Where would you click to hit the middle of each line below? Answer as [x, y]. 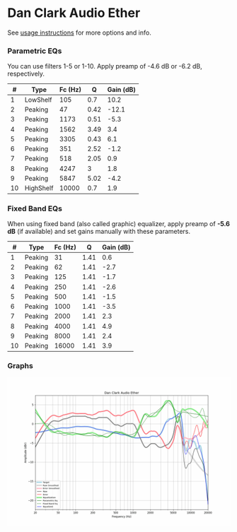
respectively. [26, 74]
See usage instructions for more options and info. [80, 32]
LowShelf [38, 100]
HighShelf [39, 188]
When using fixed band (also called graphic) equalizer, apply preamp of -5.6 [118, 224]
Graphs [20, 366]
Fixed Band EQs [35, 208]
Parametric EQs [35, 51]
